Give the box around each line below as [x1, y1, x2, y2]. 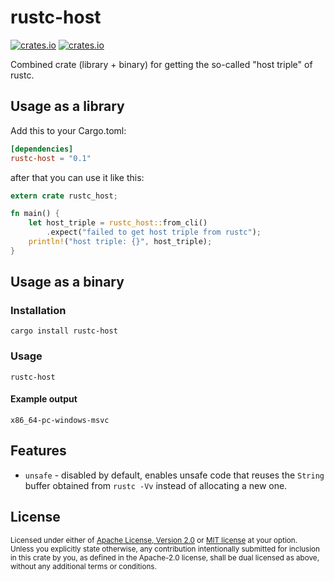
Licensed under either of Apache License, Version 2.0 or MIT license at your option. [10, 535, 298, 545]
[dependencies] [10, 144, 74, 154]
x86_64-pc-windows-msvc [10, 415, 110, 425]
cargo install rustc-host [10, 326, 118, 336]
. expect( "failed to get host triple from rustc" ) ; [46, 227, 262, 238]
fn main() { [10, 209, 60, 219]
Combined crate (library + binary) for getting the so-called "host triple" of [10, 58, 313, 70]
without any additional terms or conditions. [10, 561, 157, 571]
